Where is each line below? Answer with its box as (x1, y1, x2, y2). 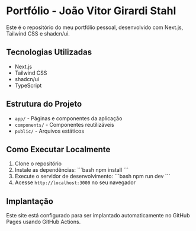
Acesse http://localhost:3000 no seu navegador (14, 179, 136, 186)
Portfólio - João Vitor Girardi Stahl (6, 4, 176, 18)
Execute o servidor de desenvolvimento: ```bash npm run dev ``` (14, 173, 171, 180)
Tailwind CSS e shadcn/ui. (6, 30, 70, 37)
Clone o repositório (14, 160, 62, 167)
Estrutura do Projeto (6, 99, 82, 109)
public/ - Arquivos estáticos (14, 127, 85, 134)
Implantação (6, 196, 53, 206)
